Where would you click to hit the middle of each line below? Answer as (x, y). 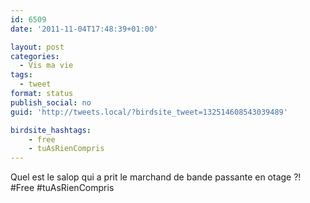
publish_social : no (51, 102)
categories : (35, 56)
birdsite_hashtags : (51, 130)
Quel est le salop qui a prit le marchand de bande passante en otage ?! (156, 177)
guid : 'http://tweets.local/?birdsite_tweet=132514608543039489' (149, 112)
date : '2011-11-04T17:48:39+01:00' (84, 29)
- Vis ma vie (46, 66)
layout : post (37, 47)
